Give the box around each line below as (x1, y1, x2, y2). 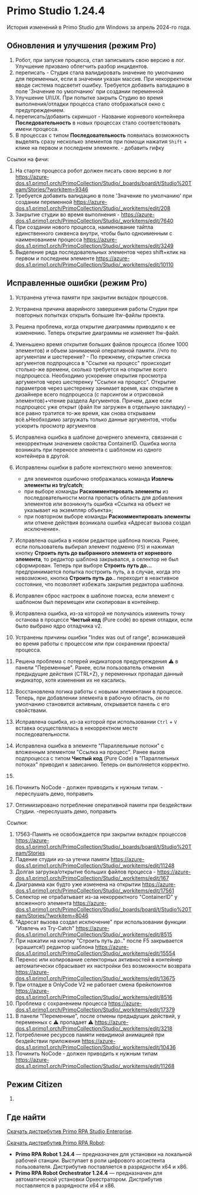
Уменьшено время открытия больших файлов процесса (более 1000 (15, 340, 189, 347)
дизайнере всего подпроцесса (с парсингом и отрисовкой (15, 390, 164, 398)
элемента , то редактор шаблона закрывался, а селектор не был (15, 556, 179, 563)
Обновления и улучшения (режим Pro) (6, 41, 157, 51)
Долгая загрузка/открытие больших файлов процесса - (15, 868, 156, 875)
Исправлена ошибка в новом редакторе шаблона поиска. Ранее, (15, 537, 180, 544)
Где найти (6, 1112, 46, 1122)
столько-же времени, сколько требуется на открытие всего (15, 366, 167, 373)
